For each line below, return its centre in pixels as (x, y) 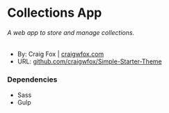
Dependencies (32, 80)
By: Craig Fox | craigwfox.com (61, 54)
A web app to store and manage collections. (71, 32)
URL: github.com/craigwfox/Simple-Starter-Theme (89, 61)
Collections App (55, 13)
